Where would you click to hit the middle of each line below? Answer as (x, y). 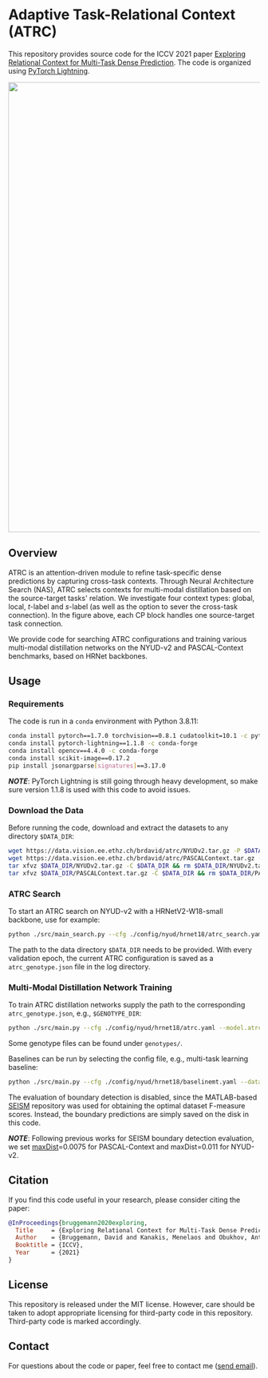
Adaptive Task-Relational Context (122, 15)
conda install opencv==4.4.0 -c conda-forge (83, 751)
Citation (29, 1181)
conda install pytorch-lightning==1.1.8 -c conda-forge (103, 743)
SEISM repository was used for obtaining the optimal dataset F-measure (127, 1105)
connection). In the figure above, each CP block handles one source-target (132, 615)
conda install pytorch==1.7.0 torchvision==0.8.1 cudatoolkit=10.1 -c (128, 736)
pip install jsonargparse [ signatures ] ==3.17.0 (87, 766)
